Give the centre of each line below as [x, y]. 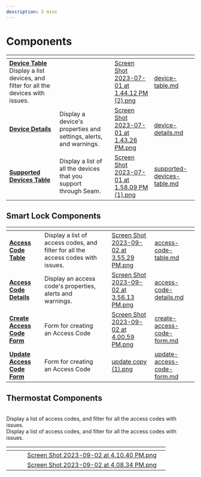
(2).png [125, 101]
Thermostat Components [54, 398]
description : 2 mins [32, 12]
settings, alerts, [81, 136]
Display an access [70, 279]
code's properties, [70, 286]
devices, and [27, 78]
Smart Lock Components [54, 216]
